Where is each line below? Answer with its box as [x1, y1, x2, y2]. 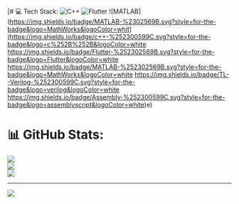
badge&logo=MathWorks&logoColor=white [7, 70, 134, 78]
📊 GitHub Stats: [7, 127, 105, 143]
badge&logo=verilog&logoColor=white [7, 85, 119, 94]
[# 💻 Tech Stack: [7, 7, 58, 16]
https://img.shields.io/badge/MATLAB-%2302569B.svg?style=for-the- [9, 18, 217, 26]
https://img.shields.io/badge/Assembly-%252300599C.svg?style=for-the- [7, 93, 225, 101]
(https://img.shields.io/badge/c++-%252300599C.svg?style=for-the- [7, 33, 211, 41]
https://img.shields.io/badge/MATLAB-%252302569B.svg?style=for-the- [7, 63, 222, 71]
